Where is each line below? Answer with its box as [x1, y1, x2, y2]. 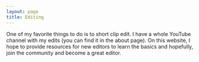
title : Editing [6, 14, 44, 20]
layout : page [6, 8, 39, 15]
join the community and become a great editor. [6, 49, 121, 56]
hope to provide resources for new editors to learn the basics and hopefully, [6, 43, 194, 50]
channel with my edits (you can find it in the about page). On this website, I [6, 37, 191, 44]
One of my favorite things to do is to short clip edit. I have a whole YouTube [6, 30, 191, 37]
